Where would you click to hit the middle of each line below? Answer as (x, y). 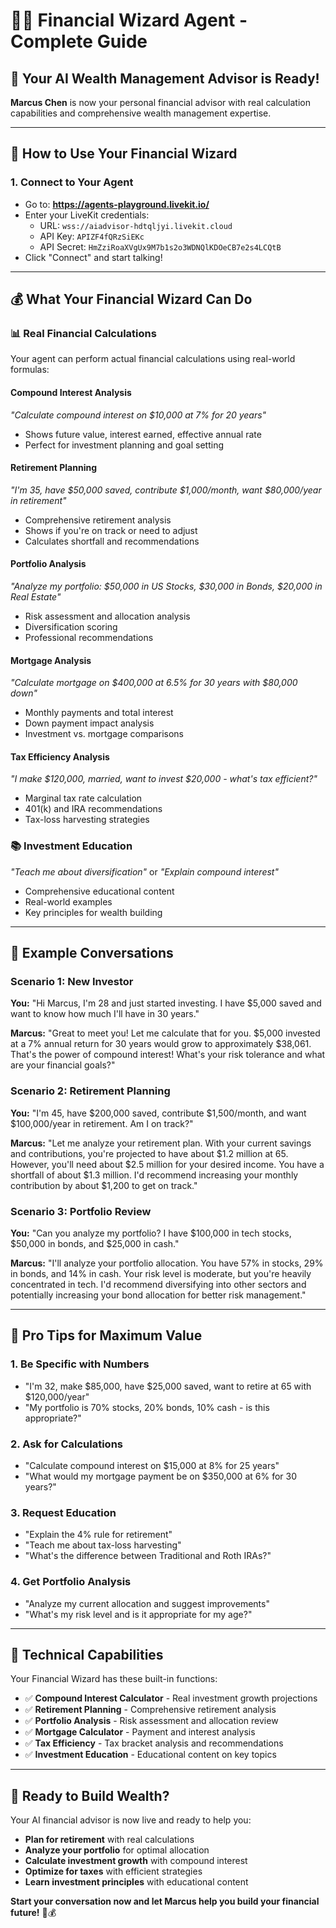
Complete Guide (79, 41)
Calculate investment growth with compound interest (136, 1861)
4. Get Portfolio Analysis (71, 1582)
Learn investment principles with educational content (136, 1882)
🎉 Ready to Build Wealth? (90, 1795)
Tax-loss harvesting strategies (87, 820)
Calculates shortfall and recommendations (112, 541)
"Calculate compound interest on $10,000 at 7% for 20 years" (138, 415)
